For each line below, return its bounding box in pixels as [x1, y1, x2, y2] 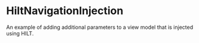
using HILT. [6, 29, 34, 37]
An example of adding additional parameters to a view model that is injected [6, 24, 194, 31]
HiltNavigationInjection [6, 4, 124, 18]
